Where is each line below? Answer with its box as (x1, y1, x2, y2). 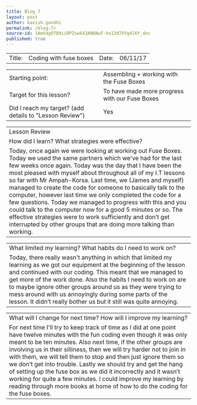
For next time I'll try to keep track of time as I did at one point (9, 323, 176, 331)
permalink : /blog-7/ (6, 25, 57, 31)
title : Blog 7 (6, 8, 41, 15)
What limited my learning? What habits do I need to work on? (9, 244, 176, 252)
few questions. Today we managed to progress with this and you (9, 198, 186, 206)
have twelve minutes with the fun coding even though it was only (9, 331, 188, 338)
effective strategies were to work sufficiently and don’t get (9, 213, 170, 221)
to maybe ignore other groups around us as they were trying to (9, 283, 182, 291)
